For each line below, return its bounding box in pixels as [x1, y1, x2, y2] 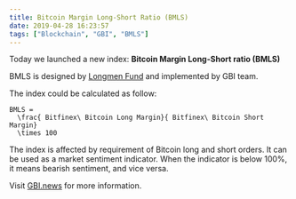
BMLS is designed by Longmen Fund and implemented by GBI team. [9, 71, 259, 82]
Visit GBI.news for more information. [9, 180, 142, 191]
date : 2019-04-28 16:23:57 [9, 21, 109, 30]
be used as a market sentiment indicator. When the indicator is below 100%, [9, 154, 288, 164]
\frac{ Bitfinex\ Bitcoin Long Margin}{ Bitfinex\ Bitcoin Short [17, 113, 265, 123]
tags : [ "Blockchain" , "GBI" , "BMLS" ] [9, 29, 149, 38]
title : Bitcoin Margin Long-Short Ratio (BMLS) [9, 12, 189, 22]
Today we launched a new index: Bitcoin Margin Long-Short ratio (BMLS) [9, 54, 281, 65]
